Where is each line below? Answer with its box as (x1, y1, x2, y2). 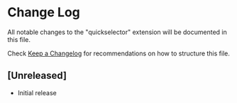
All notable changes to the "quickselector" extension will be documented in (7, 28, 227, 36)
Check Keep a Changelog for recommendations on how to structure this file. (7, 49, 231, 58)
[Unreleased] (7, 70, 67, 82)
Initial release (17, 88, 57, 97)
